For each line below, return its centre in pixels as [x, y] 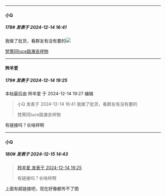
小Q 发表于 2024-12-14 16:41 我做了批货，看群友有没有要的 [77, 104]
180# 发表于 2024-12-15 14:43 [37, 154]
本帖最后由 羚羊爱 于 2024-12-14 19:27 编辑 [49, 94]
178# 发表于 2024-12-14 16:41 [36, 27]
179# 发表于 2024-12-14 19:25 [36, 80]
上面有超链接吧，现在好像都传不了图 [42, 189]
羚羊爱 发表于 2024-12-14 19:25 [49, 167]
